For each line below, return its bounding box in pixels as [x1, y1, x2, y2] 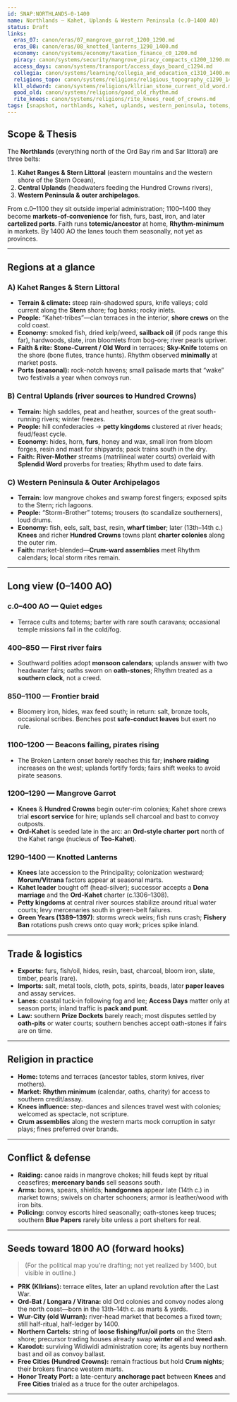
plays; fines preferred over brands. [17, 1125, 119, 1133]
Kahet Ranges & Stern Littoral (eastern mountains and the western [17, 168, 213, 176]
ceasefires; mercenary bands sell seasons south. [17, 1178, 162, 1186]
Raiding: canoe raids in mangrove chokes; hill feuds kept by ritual [17, 1171, 209, 1179]
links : [7, 30, 27, 37]
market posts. [17, 358, 58, 367]
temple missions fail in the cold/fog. [17, 625, 121, 634]
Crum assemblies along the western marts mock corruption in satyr [17, 1117, 216, 1125]
